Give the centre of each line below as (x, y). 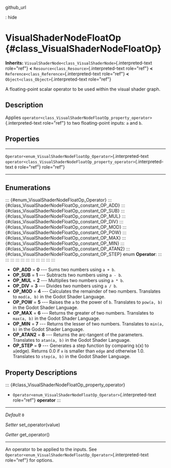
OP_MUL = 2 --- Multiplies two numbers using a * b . (68, 280)
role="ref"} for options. (29, 460)
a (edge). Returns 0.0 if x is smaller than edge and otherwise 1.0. (79, 351)
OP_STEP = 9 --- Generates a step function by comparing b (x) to (81, 346)
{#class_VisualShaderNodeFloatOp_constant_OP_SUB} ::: (65, 211)
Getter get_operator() (27, 435)
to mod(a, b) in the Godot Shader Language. (59, 297)
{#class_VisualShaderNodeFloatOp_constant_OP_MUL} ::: (66, 216)
